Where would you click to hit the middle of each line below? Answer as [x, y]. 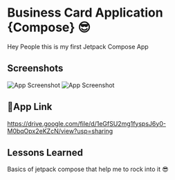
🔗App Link [30, 107]
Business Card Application [85, 13]
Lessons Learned [45, 153]
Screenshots [35, 68]
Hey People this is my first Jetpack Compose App [78, 46]
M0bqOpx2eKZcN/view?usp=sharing [60, 131]
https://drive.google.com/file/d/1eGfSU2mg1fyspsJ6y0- [86, 123]
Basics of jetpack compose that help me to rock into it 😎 [88, 169]
